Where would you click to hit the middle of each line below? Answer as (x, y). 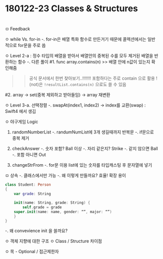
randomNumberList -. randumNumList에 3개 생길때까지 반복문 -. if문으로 (83, 132)
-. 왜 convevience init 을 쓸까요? (36, 231)
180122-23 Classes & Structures (72, 9)
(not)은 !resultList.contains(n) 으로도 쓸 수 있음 (78, 85)
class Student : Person (28, 185)
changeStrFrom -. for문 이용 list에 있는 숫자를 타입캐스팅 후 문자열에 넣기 (82, 165)
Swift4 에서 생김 (21, 111)
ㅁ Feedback (18, 29)
